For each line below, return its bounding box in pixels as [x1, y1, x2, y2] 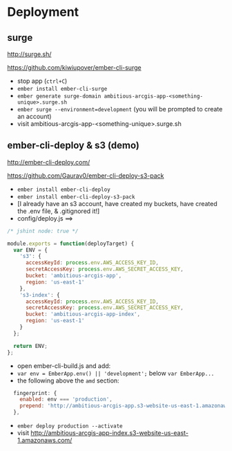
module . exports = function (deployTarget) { [7, 240, 135, 247]
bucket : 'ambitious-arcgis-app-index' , [25, 311, 140, 318]
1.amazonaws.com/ [17, 436, 72, 445]
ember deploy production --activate [17, 423, 123, 430]
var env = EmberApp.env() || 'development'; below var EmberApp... [17, 369, 215, 377]
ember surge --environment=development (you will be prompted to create [17, 105, 223, 113]
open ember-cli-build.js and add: [17, 361, 111, 370]
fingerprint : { [13, 389, 57, 396]
